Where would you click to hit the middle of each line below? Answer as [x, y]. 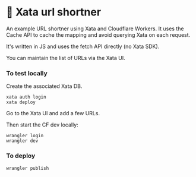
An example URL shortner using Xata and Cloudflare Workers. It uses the [95, 29]
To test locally [27, 73]
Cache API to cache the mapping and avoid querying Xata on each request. [98, 34]
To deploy [21, 156]
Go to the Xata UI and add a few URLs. [53, 113]
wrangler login [25, 136]
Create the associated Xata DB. [44, 86]
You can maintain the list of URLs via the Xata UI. [66, 58]
